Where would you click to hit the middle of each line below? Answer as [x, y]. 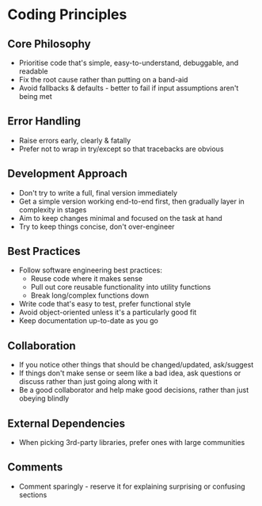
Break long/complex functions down [90, 295]
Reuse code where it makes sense [87, 279]
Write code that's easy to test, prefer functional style [105, 304]
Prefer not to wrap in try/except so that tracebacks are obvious [121, 149]
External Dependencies [66, 423]
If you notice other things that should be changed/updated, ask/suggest [136, 365]
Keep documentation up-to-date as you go [89, 321]
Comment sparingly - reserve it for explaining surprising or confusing [132, 486]
